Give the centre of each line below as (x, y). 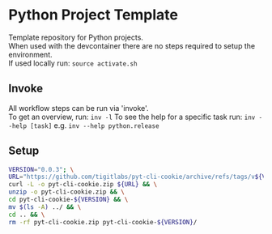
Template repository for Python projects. (76, 37)
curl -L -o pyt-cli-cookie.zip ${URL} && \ (83, 185)
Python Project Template (93, 15)
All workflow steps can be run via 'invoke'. (79, 108)
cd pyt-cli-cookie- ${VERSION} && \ (68, 200)
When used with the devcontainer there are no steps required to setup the (132, 45)
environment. (30, 54)
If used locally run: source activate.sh (73, 63)
